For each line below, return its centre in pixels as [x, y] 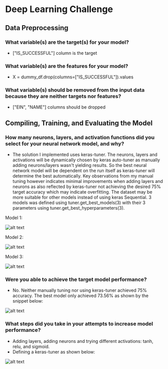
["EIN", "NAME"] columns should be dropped [59, 107]
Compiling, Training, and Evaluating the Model [79, 123]
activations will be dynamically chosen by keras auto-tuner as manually [86, 160]
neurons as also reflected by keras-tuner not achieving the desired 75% [87, 187]
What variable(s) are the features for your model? [67, 66]
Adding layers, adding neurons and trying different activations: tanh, [83, 341]
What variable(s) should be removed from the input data [75, 90]
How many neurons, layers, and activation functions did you [80, 137]
